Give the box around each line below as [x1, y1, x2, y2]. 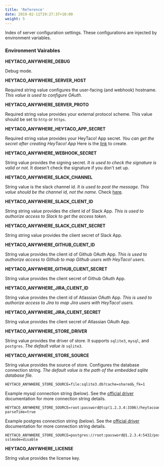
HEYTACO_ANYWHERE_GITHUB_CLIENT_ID [5, 241, 95, 248]
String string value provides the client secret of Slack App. [5, 232, 123, 238]
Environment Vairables [5, 47, 61, 54]
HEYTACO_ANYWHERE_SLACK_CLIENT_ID [5, 198, 94, 204]
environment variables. [5, 35, 51, 41]
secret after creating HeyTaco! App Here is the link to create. [5, 140, 128, 146]
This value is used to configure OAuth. [5, 92, 82, 98]
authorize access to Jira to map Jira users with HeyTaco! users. [5, 300, 134, 306]
